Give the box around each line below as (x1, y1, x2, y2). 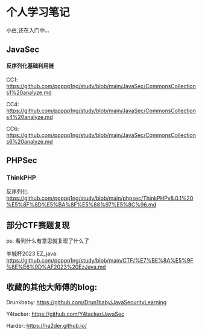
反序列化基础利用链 (6, 62, 54, 69)
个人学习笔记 (6, 5, 71, 19)
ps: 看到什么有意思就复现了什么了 (6, 237, 89, 244)
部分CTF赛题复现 (6, 220, 70, 230)
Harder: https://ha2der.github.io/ (6, 322, 87, 329)
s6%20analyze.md (6, 138, 53, 145)
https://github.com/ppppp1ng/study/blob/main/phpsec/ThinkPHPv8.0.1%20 (6, 194, 194, 202)
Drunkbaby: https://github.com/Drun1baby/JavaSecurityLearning (6, 298, 167, 305)
